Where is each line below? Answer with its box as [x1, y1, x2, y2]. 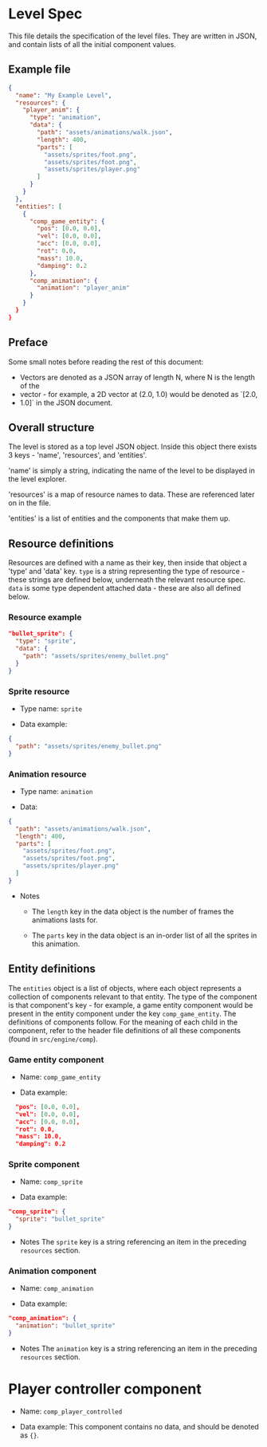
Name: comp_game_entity [19, 1071, 101, 1081]
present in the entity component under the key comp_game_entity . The [8, 1009, 237, 1018]
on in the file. [8, 498, 52, 508]
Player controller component [8, 1380, 202, 1398]
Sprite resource [8, 686, 70, 697]
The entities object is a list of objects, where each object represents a [8, 983, 241, 993]
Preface [8, 336, 49, 349]
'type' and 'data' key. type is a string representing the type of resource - [8, 567, 245, 576]
